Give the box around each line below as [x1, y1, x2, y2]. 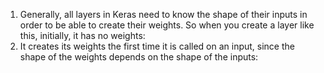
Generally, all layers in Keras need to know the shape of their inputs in [19, 9, 308, 20]
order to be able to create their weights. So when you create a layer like [19, 19, 315, 31]
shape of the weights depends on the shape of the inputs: [19, 51, 259, 63]
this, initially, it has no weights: [19, 30, 146, 41]
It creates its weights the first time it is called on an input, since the [19, 40, 295, 52]
